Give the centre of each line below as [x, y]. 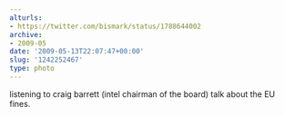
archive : [26, 34]
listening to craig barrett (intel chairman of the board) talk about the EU [142, 94]
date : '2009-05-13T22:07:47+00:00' [77, 52]
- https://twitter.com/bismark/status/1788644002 [106, 26]
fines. [20, 103]
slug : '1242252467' [46, 60]
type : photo [32, 69]
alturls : [26, 18]
